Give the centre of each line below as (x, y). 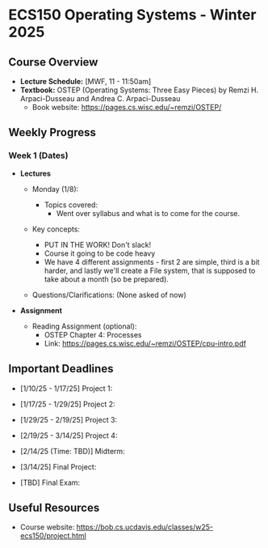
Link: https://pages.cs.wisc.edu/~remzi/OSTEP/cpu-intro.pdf (145, 343)
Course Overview (53, 62)
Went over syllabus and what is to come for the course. (148, 213)
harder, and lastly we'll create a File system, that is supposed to (150, 270)
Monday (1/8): (55, 189)
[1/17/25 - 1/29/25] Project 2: (67, 404)
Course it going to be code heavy (100, 253)
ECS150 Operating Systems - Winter (132, 15)
